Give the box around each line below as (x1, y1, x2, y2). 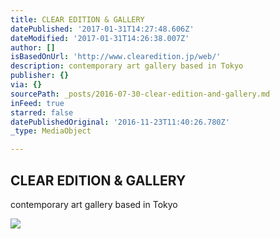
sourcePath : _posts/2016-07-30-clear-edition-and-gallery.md (10, 89, 271, 99)
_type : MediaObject (10, 126, 92, 136)
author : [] (10, 42, 56, 53)
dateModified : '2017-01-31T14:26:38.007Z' (10, 33, 190, 43)
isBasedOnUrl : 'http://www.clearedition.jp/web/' (10, 52, 222, 62)
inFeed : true (10, 98, 65, 108)
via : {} (10, 80, 43, 90)
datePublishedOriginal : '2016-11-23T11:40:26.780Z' (10, 117, 230, 127)
